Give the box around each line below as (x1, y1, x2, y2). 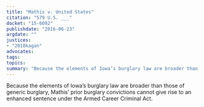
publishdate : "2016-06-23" (6, 26, 75, 32)
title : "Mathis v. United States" (6, 9, 95, 15)
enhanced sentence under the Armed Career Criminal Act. (6, 95, 153, 102)
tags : (6, 54, 20, 60)
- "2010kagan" (6, 43, 43, 49)
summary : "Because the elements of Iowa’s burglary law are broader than (6, 65, 199, 72)
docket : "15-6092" (6, 20, 53, 26)
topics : (6, 60, 26, 66)
